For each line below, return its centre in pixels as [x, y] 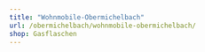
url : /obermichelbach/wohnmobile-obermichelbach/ [103, 26]
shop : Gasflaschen [43, 33]
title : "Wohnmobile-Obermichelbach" [77, 17]
